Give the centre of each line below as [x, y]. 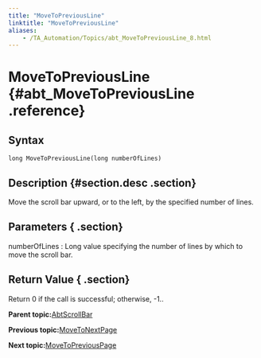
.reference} [47, 111]
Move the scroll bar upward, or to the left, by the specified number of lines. [131, 202]
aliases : [23, 30]
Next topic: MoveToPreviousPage [62, 345]
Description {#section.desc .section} [102, 183]
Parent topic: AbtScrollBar [51, 314]
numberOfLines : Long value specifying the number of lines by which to [126, 246]
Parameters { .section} [66, 227]
